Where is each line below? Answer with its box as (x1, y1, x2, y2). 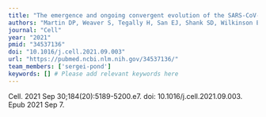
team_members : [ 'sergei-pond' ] (8, 63, 112, 71)
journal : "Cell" (8, 26, 62, 34)
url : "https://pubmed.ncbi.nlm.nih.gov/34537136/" (8, 56, 179, 64)
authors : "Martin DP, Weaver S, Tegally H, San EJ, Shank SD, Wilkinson (8, 19, 253, 27)
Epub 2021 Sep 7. (8, 100, 65, 109)
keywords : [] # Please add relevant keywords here (8, 70, 179, 78)
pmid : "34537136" (8, 41, 66, 49)
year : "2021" (8, 33, 51, 42)
